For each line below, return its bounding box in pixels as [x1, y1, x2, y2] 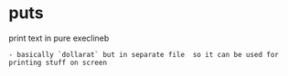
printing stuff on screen [8, 58, 107, 67]
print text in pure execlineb [8, 33, 110, 43]
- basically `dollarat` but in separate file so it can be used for [8, 50, 280, 59]
